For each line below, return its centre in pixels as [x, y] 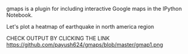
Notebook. [19, 15]
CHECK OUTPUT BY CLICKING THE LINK [58, 38]
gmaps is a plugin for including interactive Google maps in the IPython [94, 9]
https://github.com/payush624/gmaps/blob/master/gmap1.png [85, 45]
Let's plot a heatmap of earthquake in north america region [80, 27]
